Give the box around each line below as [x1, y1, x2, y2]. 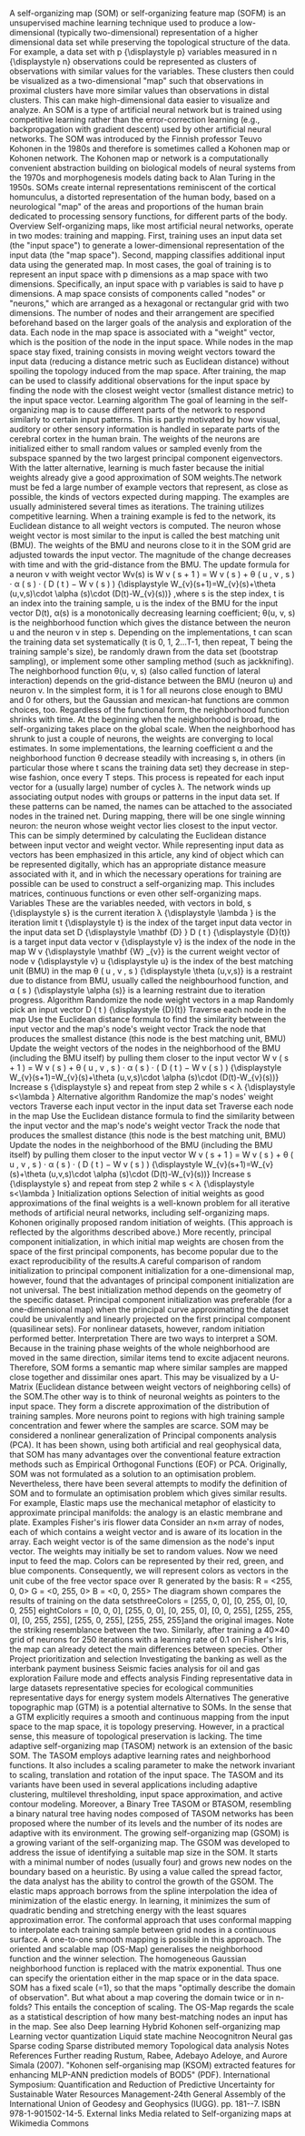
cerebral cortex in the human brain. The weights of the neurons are [9, 433, 261, 444]
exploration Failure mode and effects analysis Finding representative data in [9, 1673, 293, 1683]
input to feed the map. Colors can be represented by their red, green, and [9, 1556, 284, 1566]
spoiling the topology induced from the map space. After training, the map [9, 366, 287, 376]
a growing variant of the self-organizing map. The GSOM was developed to [9, 1837, 290, 1847]
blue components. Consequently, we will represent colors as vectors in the [9, 1565, 289, 1576]
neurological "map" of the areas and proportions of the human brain [9, 201, 264, 212]
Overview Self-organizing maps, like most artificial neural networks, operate [9, 220, 294, 231]
